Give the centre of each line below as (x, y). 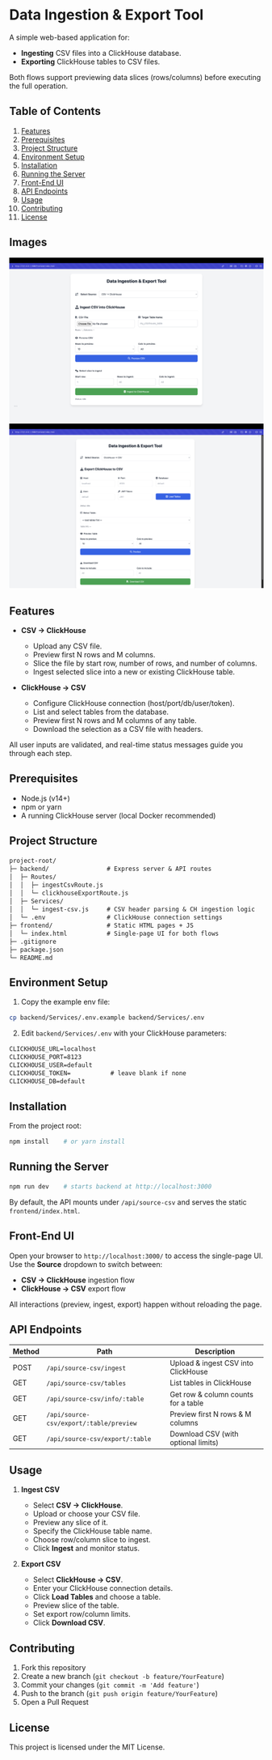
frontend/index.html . (45, 1210)
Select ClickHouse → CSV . (78, 1579)
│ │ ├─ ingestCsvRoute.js (56, 885)
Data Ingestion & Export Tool (107, 15)
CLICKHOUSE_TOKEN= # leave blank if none (98, 1073)
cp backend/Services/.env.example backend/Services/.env (107, 1018)
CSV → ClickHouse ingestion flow (78, 1280)
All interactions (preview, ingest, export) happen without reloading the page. (136, 1304)
